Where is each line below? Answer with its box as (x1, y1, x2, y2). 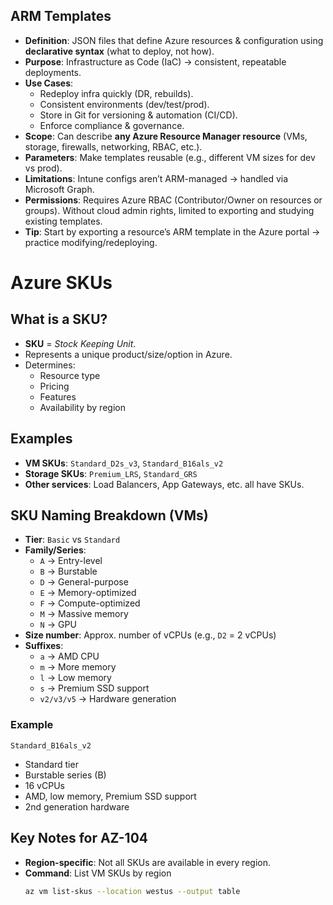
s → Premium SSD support (39, 682, 150, 694)
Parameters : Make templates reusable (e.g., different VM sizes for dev (24, 151, 316, 163)
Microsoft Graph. (24, 183, 95, 195)
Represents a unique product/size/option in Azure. (24, 348, 233, 360)
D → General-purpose (39, 576, 129, 588)
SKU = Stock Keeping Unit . (24, 337, 137, 349)
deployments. (24, 66, 82, 78)
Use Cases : (24, 77, 74, 89)
